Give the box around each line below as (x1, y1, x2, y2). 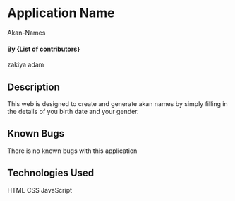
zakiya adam (7, 60, 44, 69)
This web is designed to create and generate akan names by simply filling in (7, 99, 228, 108)
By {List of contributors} (7, 45, 80, 53)
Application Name (7, 5, 115, 21)
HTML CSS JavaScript (7, 185, 73, 194)
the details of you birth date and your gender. (7, 107, 139, 115)
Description (7, 81, 60, 93)
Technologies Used (7, 167, 94, 179)
